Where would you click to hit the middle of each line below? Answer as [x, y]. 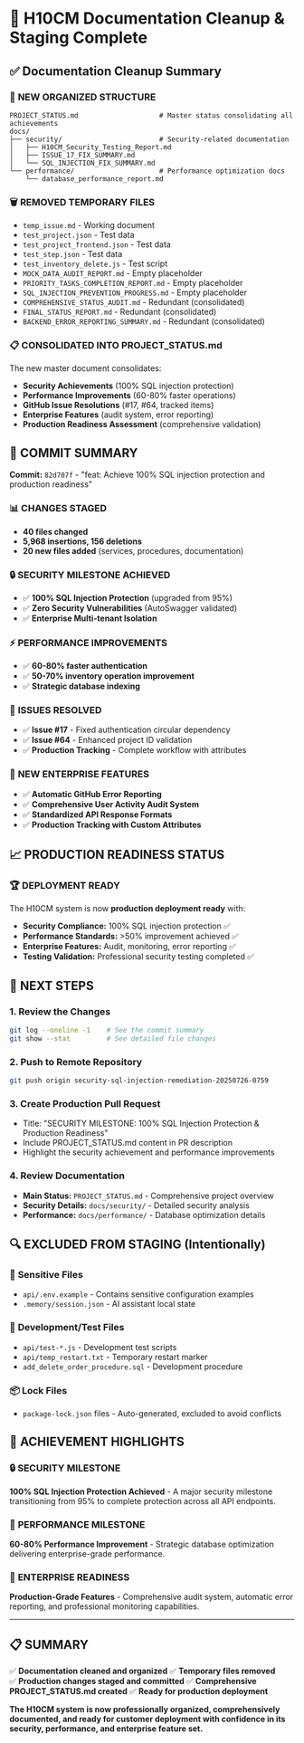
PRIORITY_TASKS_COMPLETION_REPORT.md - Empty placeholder [133, 283]
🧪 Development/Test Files [67, 1328]
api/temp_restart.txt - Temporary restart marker [115, 1357]
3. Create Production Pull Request [85, 1103]
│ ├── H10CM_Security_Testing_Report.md [90, 147]
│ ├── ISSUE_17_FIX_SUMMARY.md [72, 155]
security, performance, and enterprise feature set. [106, 1729]
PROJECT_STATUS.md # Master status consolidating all [152, 115]
